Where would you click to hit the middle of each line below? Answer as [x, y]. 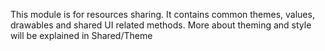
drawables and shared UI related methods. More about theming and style [161, 25]
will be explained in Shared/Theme [81, 35]
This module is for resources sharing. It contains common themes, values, [162, 14]
